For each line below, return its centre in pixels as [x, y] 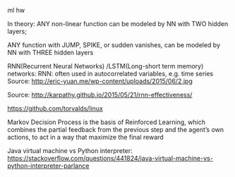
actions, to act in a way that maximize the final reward [85, 137]
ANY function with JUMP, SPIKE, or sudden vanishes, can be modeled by [114, 45]
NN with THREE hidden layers [50, 53]
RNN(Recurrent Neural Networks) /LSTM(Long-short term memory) [106, 66]
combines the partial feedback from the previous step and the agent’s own [116, 129]
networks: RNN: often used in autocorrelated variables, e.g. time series [110, 74]
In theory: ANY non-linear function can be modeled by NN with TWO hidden [118, 24]
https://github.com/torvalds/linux [55, 108]
